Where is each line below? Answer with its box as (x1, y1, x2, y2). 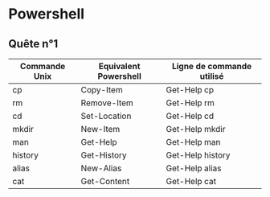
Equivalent (98, 61, 141, 72)
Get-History (80, 150, 127, 161)
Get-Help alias (166, 162, 223, 174)
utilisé (199, 71, 224, 81)
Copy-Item (80, 84, 123, 95)
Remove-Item (80, 97, 134, 109)
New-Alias (80, 162, 122, 174)
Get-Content (80, 176, 130, 187)
